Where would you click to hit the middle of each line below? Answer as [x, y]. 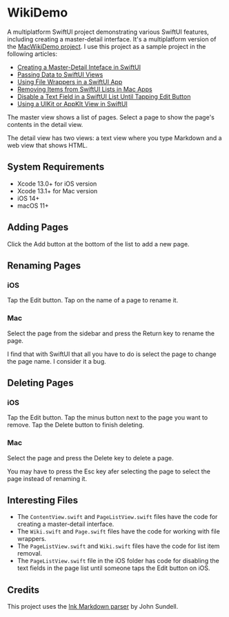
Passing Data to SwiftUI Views [60, 75]
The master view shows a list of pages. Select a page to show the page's [111, 117]
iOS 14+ [28, 198]
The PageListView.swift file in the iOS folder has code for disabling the [118, 561]
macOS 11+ [33, 206]
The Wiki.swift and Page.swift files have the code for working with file [119, 531]
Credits [23, 590]
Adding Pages [38, 227]
